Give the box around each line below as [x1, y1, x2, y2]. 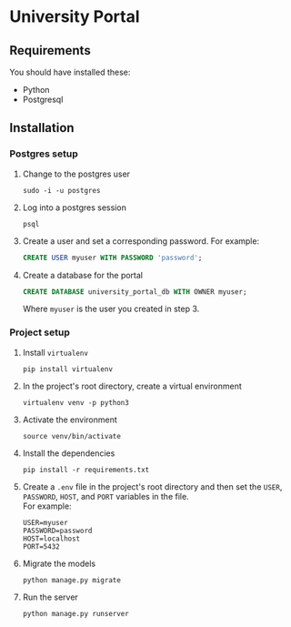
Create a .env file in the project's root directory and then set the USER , [22, 480, 283, 492]
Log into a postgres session [22, 202, 127, 213]
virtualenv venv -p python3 [22, 398, 129, 407]
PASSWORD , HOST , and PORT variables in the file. [22, 490, 189, 501]
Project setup [9, 326, 70, 339]
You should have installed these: [9, 66, 131, 77]
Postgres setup [9, 147, 79, 160]
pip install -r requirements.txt [22, 465, 150, 474]
